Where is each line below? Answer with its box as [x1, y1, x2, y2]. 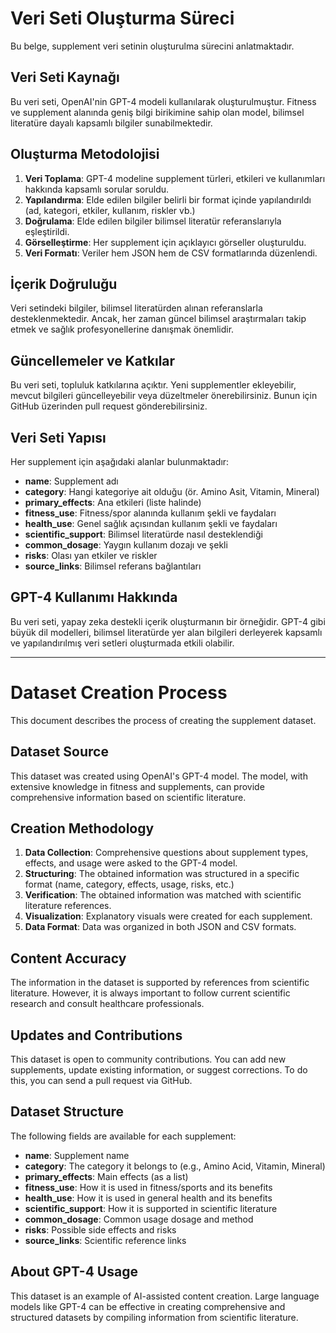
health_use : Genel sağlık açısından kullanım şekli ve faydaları [24, 518, 278, 529]
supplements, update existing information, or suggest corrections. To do [10, 1064, 308, 1076]
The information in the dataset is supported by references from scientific [10, 977, 310, 989]
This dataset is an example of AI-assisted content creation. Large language [10, 1290, 320, 1302]
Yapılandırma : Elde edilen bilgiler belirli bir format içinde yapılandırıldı [24, 193, 312, 206]
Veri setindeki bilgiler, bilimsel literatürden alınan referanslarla [10, 302, 263, 314]
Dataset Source [10, 743, 109, 761]
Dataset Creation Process [10, 682, 228, 704]
